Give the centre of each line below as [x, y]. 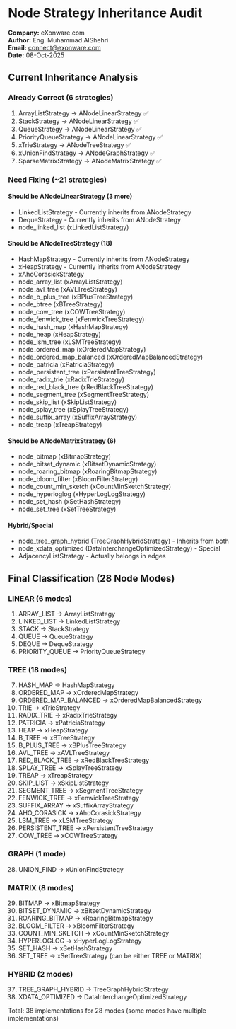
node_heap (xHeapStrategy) [59, 334]
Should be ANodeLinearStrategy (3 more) [70, 197]
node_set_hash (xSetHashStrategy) [70, 502]
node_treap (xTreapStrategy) [60, 424]
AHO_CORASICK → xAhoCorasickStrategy [79, 813]
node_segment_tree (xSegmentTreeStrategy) [84, 394]
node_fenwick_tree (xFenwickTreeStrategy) [81, 319]
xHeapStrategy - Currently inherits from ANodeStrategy [99, 266]
